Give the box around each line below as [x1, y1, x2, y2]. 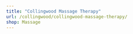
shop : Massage [6, 19, 41, 25]
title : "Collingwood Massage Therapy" [6, 8, 101, 14]
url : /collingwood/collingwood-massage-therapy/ [6, 14, 128, 20]
